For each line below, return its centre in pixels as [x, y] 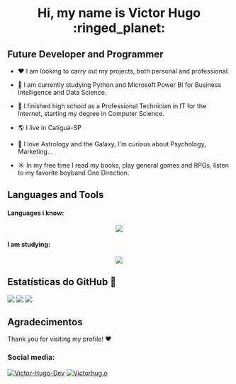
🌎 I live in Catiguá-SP [49, 128]
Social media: [31, 357]
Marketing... [35, 151]
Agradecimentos [45, 322]
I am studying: [29, 245]
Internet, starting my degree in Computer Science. [91, 114]
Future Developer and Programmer [85, 54]
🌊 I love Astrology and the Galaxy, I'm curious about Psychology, [112, 144]
